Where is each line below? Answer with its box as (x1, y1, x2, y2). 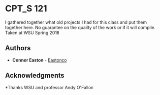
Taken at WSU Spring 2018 (5, 30, 60, 35)
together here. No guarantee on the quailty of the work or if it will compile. (5, 24, 156, 30)
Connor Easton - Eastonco (12, 57, 67, 63)
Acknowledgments (5, 71, 65, 80)
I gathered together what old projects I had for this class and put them (5, 19, 147, 25)
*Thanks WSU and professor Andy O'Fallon (5, 84, 94, 90)
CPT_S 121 (5, 3, 48, 14)
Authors (5, 44, 31, 52)
